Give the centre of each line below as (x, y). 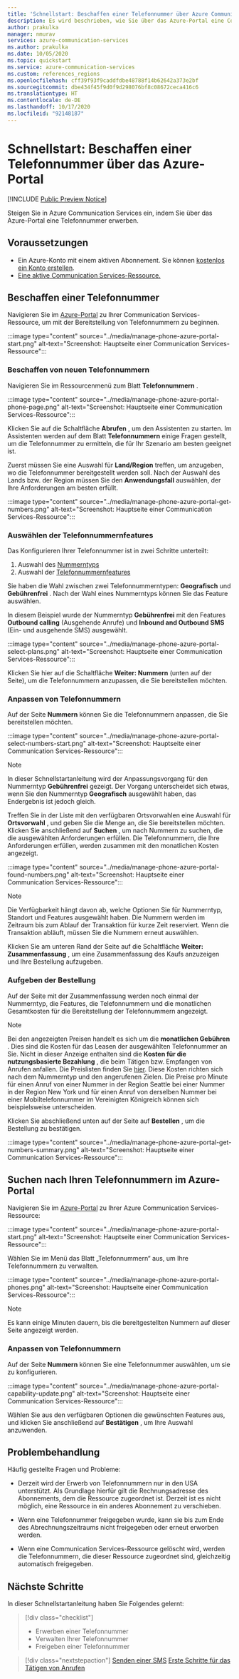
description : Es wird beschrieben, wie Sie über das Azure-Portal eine (116, 21)
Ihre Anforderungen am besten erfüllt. (63, 488)
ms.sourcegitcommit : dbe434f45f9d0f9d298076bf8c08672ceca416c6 (103, 87)
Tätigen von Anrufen (55, 1668)
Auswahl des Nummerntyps (58, 564)
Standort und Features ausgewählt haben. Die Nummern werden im (106, 917)
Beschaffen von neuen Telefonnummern (79, 370)
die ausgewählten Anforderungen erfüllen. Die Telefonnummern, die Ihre (113, 838)
